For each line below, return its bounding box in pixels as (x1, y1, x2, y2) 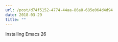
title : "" (5, 17, 27, 22)
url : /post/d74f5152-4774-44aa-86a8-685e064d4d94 (5, 7, 113, 13)
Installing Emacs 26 (5, 31, 46, 37)
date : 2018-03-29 (5, 12, 42, 17)
